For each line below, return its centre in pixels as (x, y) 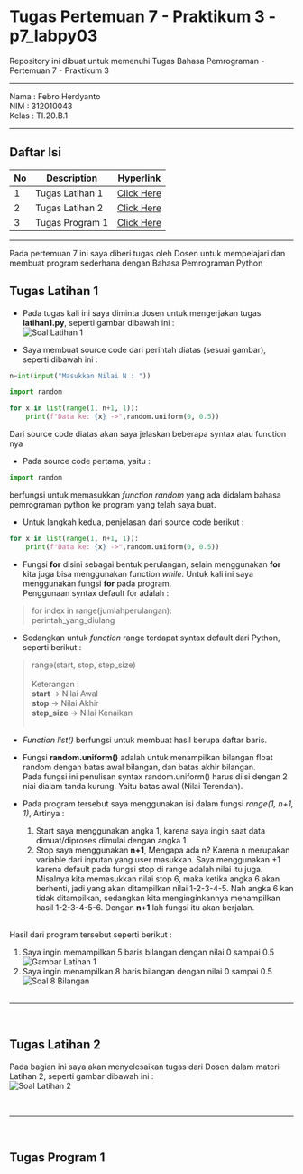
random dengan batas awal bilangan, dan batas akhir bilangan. (139, 767)
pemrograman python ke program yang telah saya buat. (113, 504)
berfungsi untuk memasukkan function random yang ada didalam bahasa (145, 495)
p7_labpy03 (54, 36)
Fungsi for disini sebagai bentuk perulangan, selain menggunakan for (151, 564)
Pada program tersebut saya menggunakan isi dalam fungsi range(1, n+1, (158, 803)
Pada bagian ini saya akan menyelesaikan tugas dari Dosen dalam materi (144, 1067)
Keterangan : (55, 684)
